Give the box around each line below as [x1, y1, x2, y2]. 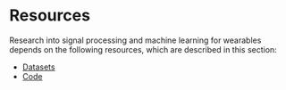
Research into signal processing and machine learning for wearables [9, 35, 262, 45]
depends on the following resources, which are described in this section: [9, 44, 277, 54]
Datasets [21, 61, 55, 72]
